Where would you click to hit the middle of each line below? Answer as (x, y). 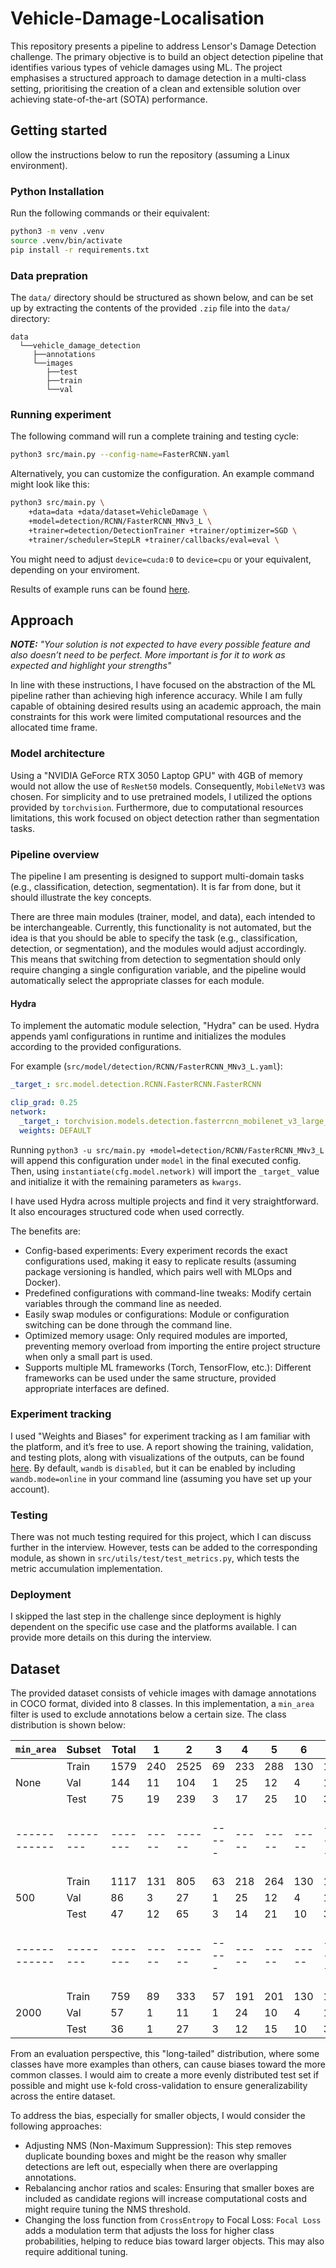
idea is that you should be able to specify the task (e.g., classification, (154, 938)
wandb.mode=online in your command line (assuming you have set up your (161, 1478)
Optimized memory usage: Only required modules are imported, (156, 1335)
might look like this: (50, 484)
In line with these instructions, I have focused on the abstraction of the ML (163, 685)
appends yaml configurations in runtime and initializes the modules (148, 1036)
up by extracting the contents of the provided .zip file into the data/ (150, 308)
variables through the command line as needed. (123, 1303)
